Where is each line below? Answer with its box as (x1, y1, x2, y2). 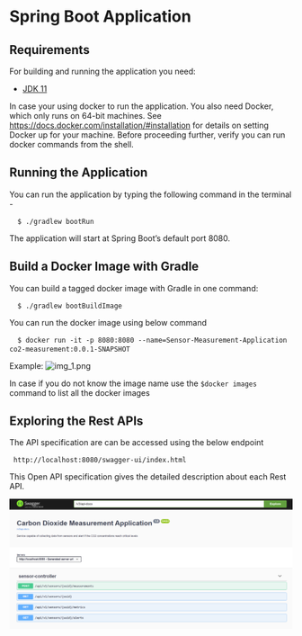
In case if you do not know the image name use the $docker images (9, 378, 258, 389)
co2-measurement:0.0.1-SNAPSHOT (9, 345, 130, 354)
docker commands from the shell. (9, 139, 135, 149)
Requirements (9, 42, 90, 58)
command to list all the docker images (9, 387, 150, 398)
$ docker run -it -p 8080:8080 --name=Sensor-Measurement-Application (17, 336, 288, 345)
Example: (9, 360, 44, 371)
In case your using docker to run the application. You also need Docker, (9, 101, 274, 112)
